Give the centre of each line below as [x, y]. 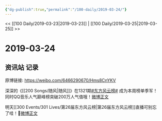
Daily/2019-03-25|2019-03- [130, 23]
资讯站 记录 [22, 68]
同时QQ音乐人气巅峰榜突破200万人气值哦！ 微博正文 [57, 97]
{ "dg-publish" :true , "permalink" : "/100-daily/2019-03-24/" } [66, 10]
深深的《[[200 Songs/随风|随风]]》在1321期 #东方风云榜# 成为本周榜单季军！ [81, 90]
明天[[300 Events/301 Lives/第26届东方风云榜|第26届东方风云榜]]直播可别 [79, 107]
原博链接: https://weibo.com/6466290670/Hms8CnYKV [61, 80]
